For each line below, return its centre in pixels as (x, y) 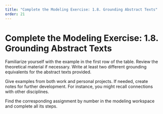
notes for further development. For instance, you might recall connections (79, 87)
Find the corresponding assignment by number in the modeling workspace (80, 101)
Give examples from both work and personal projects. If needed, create (77, 81)
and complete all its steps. (31, 106)
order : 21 (15, 14)
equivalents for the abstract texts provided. (48, 72)
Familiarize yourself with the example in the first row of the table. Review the (81, 62)
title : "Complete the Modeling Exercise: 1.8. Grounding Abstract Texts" (81, 9)
